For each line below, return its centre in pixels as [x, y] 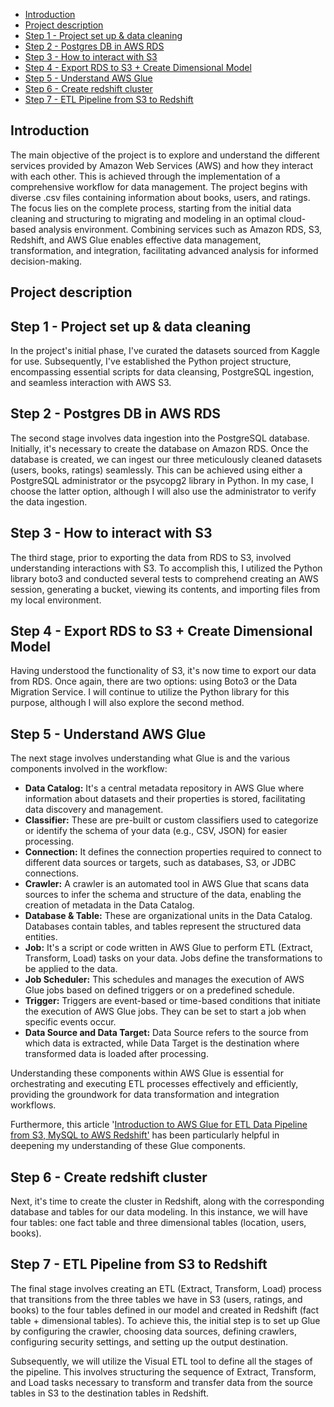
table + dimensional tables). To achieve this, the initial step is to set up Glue [165, 1320]
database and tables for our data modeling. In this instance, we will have [159, 1212]
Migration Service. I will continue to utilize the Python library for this [150, 692]
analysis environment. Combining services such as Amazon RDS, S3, [180, 229]
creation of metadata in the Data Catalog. [109, 905]
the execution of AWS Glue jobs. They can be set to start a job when [165, 1011]
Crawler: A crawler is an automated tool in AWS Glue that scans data [167, 884]
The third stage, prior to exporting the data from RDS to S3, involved [151, 557]
